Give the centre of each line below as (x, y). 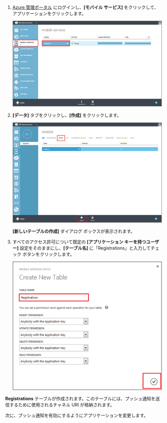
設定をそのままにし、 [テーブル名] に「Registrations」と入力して (85, 248)
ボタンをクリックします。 (48, 254)
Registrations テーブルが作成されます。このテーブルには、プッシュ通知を (80, 398)
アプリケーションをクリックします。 (49, 13)
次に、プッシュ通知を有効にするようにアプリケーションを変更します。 (77, 415)
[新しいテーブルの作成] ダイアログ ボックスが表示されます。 (74, 231)
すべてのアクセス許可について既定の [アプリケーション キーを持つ (79, 242)
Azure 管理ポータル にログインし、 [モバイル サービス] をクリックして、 (85, 7)
